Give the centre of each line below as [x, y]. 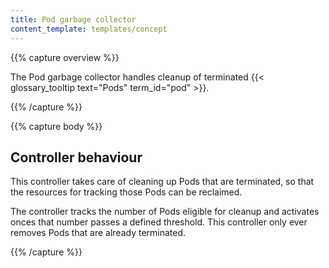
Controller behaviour [76, 157]
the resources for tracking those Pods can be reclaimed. [126, 192]
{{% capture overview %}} [65, 57]
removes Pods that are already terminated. [98, 233]
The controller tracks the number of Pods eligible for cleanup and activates [165, 212]
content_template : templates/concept [89, 29]
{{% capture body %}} [56, 126]
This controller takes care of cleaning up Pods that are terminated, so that [162, 182]
